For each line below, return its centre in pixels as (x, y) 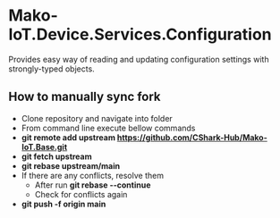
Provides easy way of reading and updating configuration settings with (139, 59)
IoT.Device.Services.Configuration (140, 34)
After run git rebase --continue (93, 185)
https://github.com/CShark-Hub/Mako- (192, 137)
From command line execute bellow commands (108, 128)
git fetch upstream (56, 156)
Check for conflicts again (81, 194)
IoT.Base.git (44, 147)
